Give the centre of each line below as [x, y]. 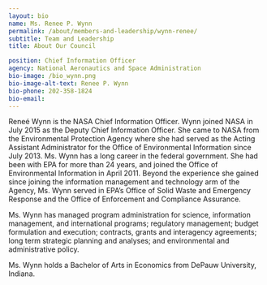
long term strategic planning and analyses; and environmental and [119, 241]
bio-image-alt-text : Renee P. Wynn [69, 83]
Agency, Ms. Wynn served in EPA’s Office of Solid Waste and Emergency [130, 191]
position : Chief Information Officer [72, 61]
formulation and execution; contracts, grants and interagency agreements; [133, 232]
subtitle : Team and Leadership [61, 39]
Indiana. [22, 274]
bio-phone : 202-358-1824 [50, 91]
